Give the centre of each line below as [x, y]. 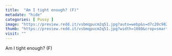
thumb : [12, 29]
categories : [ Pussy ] [29, 19]
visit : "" [16, 34]
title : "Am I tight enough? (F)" [42, 10]
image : [12, 24]
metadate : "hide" [24, 15]
